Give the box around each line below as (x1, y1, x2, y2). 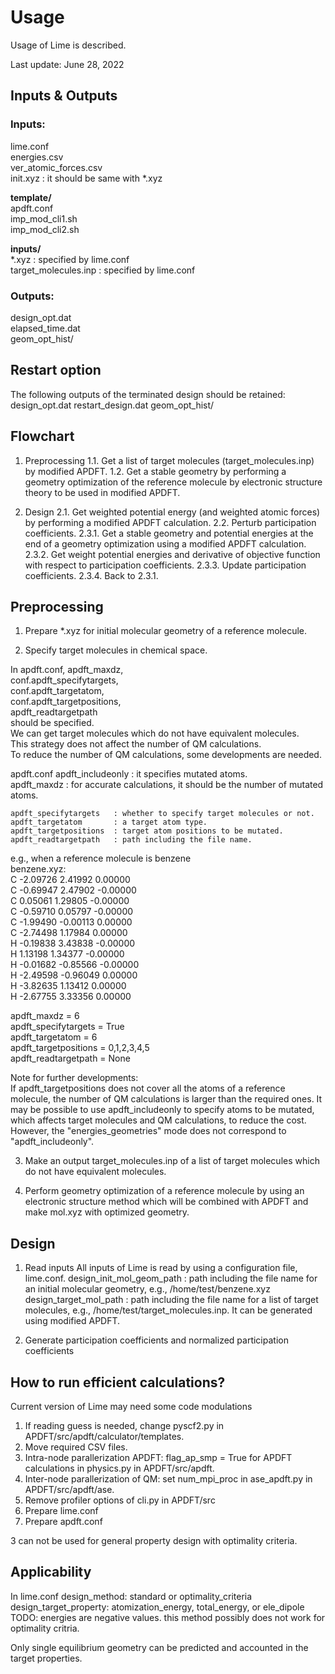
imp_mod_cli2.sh (10, 223, 80, 235)
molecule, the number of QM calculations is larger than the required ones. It (10, 1093, 323, 1105)
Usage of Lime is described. (10, 39, 127, 51)
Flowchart (10, 428, 75, 445)
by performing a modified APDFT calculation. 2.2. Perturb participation (24, 516, 317, 528)
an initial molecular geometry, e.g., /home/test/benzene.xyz (24, 1283, 271, 1295)
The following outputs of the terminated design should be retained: (10, 388, 286, 400)
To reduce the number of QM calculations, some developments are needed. (10, 749, 322, 761)
